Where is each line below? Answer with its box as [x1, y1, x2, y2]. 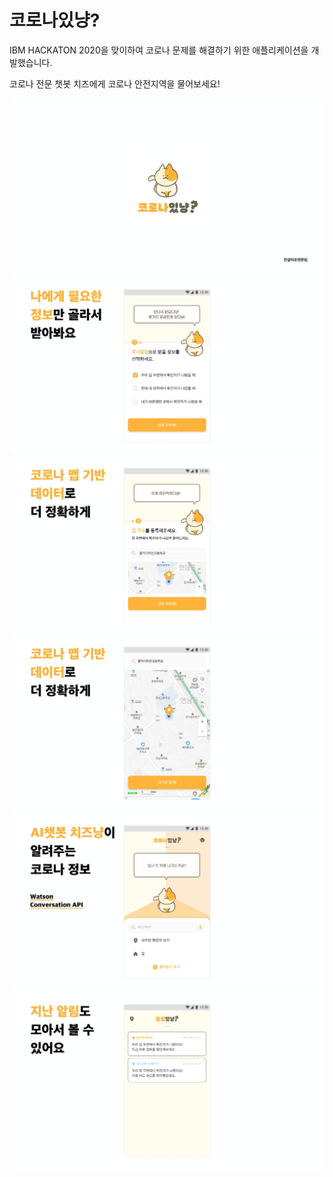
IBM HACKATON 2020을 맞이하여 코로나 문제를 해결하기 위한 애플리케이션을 [9, 44, 309, 56]
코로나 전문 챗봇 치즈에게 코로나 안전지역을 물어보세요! [9, 77, 221, 90]
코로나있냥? [9, 9, 101, 32]
